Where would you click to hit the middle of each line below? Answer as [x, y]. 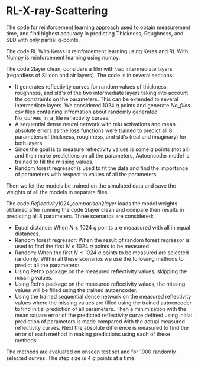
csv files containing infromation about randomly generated [86, 112]
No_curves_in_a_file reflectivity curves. [62, 118]
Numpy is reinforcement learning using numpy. [63, 57]
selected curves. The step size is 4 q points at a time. [71, 358]
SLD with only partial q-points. [43, 40]
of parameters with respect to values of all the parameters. [86, 174]
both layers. [29, 143]
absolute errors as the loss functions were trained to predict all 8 [93, 130]
